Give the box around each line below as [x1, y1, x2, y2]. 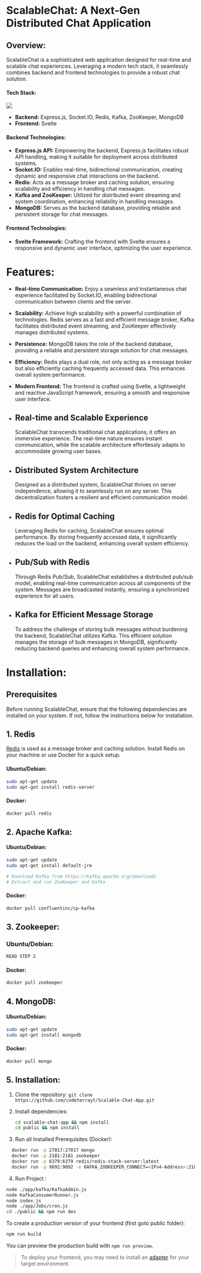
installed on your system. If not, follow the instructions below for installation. [6, 711, 194, 719]
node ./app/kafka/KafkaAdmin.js [6, 1186, 87, 1193]
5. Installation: [6, 1075, 61, 1085]
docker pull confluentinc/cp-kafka [6, 905, 95, 911]
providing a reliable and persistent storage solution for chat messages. [14, 346, 189, 354]
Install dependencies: [14, 1107, 68, 1115]
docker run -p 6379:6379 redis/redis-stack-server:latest [11, 1158, 160, 1164]
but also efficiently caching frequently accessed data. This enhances [14, 364, 185, 372]
